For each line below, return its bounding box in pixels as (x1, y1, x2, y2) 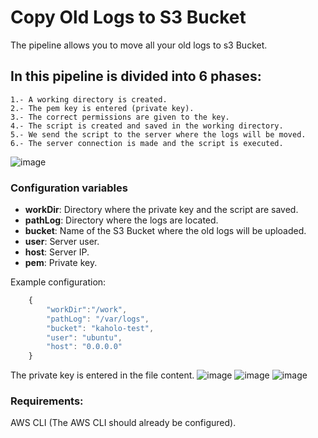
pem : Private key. (24, 257, 98, 269)
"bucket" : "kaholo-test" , (46, 323, 155, 333)
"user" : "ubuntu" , (46, 332, 123, 343)
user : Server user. (24, 236, 100, 248)
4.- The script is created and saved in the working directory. (10, 121, 284, 131)
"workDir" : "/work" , (46, 304, 128, 315)
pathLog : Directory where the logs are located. (24, 214, 219, 226)
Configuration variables (10, 181, 128, 195)
